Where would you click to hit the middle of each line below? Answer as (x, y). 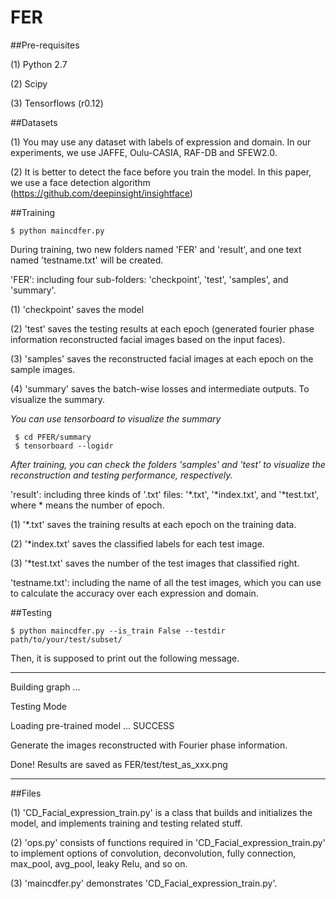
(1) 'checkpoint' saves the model (77, 309)
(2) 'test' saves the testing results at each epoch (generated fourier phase (162, 328)
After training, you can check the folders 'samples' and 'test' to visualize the (168, 464)
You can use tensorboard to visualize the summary (116, 418)
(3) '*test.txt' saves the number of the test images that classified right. (155, 563)
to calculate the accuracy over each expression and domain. (134, 593)
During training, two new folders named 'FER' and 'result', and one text (156, 249)
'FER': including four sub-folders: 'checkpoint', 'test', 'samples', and (149, 279)
